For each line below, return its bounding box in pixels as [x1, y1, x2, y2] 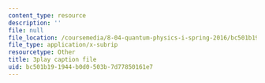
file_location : [8, 33, 58, 42]
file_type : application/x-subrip [8, 41, 118, 49]
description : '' [8, 19, 62, 27]
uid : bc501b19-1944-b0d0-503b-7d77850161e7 [8, 63, 154, 71]
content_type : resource [8, 11, 87, 20]
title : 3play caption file [8, 56, 97, 64]
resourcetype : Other [8, 48, 77, 56]
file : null [8, 26, 44, 34]
